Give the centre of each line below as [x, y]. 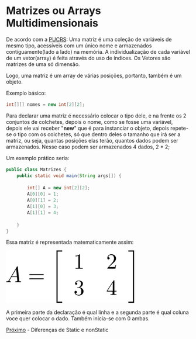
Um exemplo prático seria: [38, 158]
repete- [180, 128]
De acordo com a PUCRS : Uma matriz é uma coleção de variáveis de [89, 39]
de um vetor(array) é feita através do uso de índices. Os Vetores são [88, 58]
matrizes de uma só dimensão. [43, 64]
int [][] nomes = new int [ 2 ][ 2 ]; [45, 104]
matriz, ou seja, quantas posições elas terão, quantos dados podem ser [92, 140]
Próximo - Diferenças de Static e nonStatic [57, 330]
